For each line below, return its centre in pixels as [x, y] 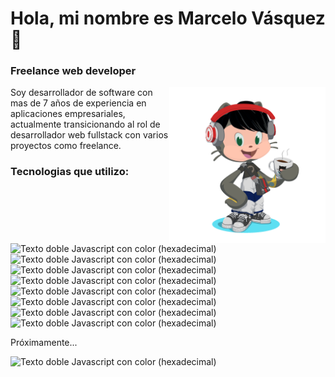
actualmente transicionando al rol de [85, 124]
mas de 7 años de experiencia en [78, 103]
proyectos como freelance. [66, 146]
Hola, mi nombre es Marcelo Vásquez [168, 18]
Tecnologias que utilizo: [70, 172]
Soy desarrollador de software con [81, 93]
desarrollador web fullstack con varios [89, 135]
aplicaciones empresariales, [68, 114]
